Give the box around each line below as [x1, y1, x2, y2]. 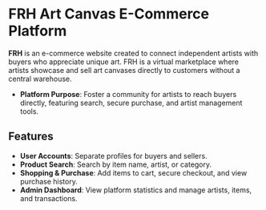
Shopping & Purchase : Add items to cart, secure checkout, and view [19, 168, 248, 177]
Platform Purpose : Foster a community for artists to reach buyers [19, 89, 237, 99]
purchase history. [19, 176, 78, 186]
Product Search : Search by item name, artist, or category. [19, 160, 212, 169]
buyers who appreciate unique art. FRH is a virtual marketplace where [8, 57, 239, 67]
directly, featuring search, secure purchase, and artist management [19, 98, 243, 107]
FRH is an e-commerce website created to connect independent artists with [8, 48, 259, 58]
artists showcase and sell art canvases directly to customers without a [8, 65, 240, 75]
